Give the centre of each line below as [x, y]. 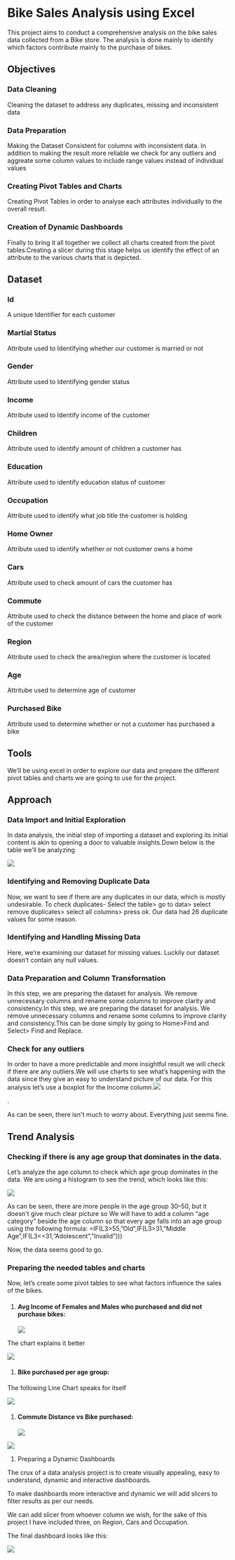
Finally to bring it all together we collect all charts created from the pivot [111, 242]
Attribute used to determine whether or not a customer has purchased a [111, 724]
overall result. [27, 209]
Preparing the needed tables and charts [76, 1268]
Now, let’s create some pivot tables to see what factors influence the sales [115, 1283]
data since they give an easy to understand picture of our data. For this [110, 1079]
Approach [29, 799]
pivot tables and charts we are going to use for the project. [92, 778]
